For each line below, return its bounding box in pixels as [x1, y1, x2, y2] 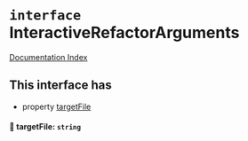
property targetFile [21, 101, 92, 112]
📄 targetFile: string [9, 121, 82, 132]
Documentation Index [9, 51, 88, 62]
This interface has [9, 78, 113, 93]
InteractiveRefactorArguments [9, 23, 240, 43]
